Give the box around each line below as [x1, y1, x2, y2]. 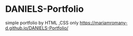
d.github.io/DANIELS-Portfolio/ [5, 25, 69, 31]
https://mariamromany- [79, 20, 128, 26]
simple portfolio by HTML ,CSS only [5, 20, 79, 26]
